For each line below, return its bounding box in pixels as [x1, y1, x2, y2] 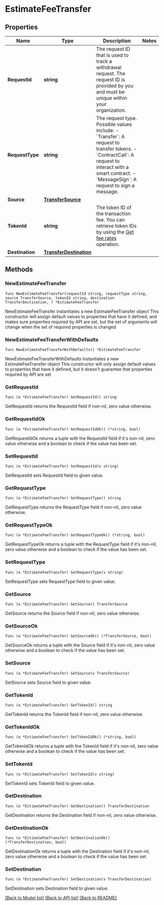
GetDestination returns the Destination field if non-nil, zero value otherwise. [5, 812, 157, 818]
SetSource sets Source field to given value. [5, 679, 92, 685]
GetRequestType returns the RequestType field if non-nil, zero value [5, 504, 142, 510]
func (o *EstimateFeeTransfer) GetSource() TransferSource [5, 602, 128, 607]
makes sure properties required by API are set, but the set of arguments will [5, 319, 157, 325]
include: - [96, 127, 119, 134]
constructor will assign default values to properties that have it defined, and [5, 313, 157, 319]
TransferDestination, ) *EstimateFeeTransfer [5, 300, 99, 304]
